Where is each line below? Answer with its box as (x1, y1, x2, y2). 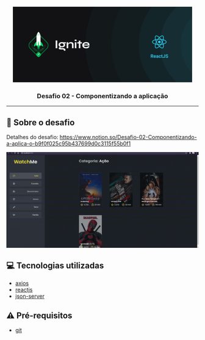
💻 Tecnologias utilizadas (6, 261, 104, 271)
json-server (15, 292, 45, 300)
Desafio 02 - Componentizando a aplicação (37, 92, 168, 100)
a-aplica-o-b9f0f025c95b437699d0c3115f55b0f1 (6, 140, 131, 147)
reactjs (15, 286, 33, 294)
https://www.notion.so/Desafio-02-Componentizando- (59, 134, 197, 141)
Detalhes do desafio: (6, 134, 59, 141)
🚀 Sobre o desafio (6, 117, 75, 128)
